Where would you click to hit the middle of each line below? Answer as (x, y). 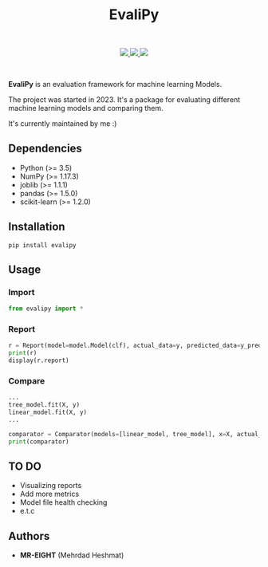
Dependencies (45, 149)
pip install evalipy (43, 245)
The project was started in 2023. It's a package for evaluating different (124, 99)
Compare (27, 380)
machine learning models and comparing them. (86, 108)
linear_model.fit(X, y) (48, 412)
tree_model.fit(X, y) (44, 405)
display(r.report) (39, 360)
